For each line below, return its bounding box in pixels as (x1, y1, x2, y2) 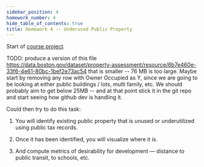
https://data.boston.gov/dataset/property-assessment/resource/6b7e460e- (6, 61, 197, 69)
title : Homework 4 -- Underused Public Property (6, 26, 133, 32)
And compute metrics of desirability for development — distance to (15, 147, 185, 155)
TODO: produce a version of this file (6, 54, 97, 62)
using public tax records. (15, 124, 78, 132)
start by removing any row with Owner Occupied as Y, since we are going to (6, 74, 198, 81)
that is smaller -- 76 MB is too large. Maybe (87, 68, 197, 75)
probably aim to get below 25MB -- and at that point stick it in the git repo (6, 87, 192, 95)
